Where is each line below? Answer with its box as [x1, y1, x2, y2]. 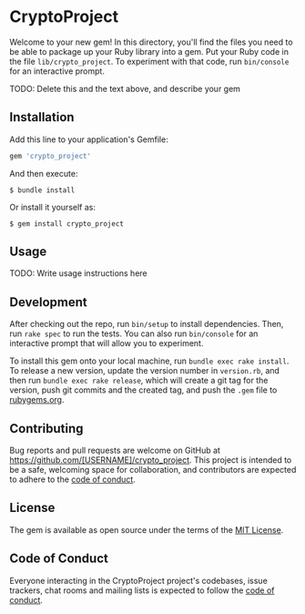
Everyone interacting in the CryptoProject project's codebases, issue [9, 575, 269, 586]
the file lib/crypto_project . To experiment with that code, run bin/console [9, 56, 290, 67]
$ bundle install [9, 185, 76, 195]
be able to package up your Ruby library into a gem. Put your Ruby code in [9, 46, 290, 56]
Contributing [9, 421, 84, 436]
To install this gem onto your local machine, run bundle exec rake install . [9, 355, 290, 366]
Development [9, 294, 88, 310]
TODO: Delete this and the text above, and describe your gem [9, 83, 241, 94]
